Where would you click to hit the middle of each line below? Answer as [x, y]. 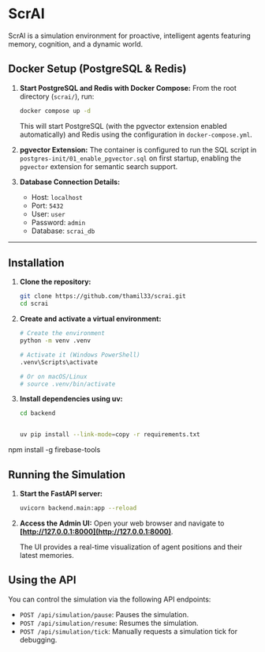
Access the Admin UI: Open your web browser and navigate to [122, 523]
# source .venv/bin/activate [67, 384]
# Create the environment [62, 334]
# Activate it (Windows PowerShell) [80, 355]
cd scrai [34, 304]
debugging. [38, 639]
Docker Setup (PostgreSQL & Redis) [97, 69]
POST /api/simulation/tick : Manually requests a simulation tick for [129, 631]
